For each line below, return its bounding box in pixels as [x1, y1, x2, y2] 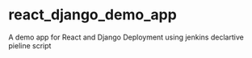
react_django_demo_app [8, 6, 178, 24]
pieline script [8, 40, 52, 50]
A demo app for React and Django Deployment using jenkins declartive [8, 32, 244, 42]
